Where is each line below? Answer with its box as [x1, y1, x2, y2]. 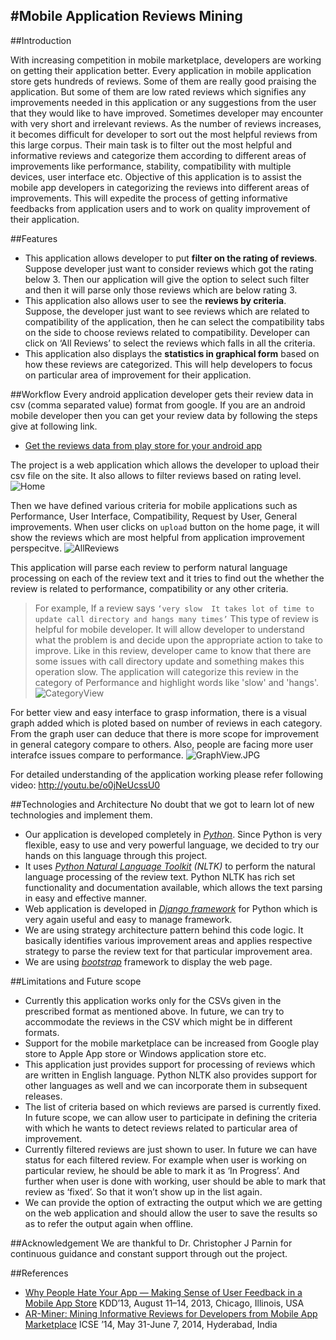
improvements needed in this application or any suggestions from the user [10, 96, 317, 108]
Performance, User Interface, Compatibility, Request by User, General [10, 510, 298, 522]
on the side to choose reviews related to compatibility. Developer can [24, 326, 311, 338]
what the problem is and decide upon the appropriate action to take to [34, 634, 324, 646]
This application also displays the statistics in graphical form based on [24, 347, 320, 359]
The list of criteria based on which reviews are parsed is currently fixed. [24, 1100, 322, 1113]
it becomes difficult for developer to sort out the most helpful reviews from [10, 128, 318, 140]
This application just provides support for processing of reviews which [24, 1058, 316, 1070]
